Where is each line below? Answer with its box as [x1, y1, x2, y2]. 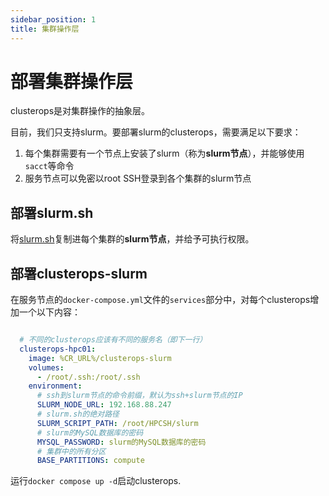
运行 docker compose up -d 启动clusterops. [10, 475, 182, 487]
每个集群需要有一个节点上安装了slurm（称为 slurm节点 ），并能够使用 [24, 147, 305, 160]
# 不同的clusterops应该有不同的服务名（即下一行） [19, 335, 208, 345]
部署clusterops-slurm [10, 265, 148, 282]
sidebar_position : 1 [10, 14, 97, 25]
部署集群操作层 [10, 70, 134, 93]
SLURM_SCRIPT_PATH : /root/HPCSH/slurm [36, 418, 199, 428]
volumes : [28, 362, 65, 373]
